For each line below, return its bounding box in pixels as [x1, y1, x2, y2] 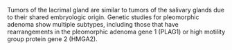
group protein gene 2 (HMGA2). [7, 35, 98, 43]
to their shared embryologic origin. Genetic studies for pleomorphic [7, 13, 199, 21]
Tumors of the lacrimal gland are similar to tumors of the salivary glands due [7, 6, 225, 14]
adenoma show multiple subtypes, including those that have [7, 21, 179, 28]
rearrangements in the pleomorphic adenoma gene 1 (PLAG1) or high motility [7, 27, 226, 36]
